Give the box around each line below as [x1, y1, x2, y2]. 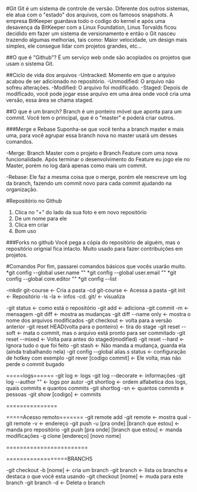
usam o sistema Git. [6, 60, 54, 67]
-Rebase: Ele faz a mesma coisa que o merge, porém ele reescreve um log [6, 174, 187, 180]
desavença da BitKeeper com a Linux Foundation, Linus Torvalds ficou [6, 24, 177, 31]
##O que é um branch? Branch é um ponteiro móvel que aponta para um [6, 108, 182, 115]
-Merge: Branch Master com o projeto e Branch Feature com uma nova [6, 149, 178, 157]
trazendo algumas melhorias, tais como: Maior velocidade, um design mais [6, 36, 188, 43]
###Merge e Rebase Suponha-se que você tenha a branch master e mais [6, 126, 184, 132]
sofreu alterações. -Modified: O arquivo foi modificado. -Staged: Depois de [6, 84, 188, 91]
